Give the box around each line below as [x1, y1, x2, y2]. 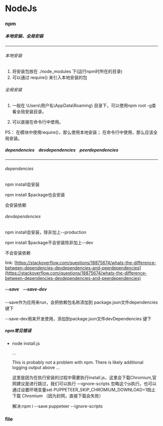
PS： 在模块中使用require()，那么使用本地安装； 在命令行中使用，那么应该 [5, 130, 154, 136]
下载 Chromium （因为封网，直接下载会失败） [12, 393, 103, 399]
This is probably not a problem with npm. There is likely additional [12, 359, 144, 365]
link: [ [5, 259, 16, 266]
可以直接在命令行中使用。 [12, 119, 64, 125]
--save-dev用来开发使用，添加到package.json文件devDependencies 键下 [5, 315, 152, 322]
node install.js [12, 340, 40, 346]
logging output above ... [12, 364, 60, 370]
